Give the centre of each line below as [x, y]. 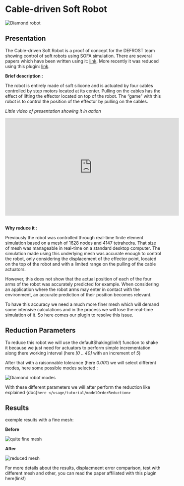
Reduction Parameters [40, 330]
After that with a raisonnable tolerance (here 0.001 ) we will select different [81, 362]
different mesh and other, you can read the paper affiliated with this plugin [81, 473]
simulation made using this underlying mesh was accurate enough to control [83, 253]
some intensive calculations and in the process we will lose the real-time [79, 309]
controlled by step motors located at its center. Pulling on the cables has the [83, 91]
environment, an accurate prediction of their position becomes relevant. [78, 294]
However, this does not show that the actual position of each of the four [78, 278]
